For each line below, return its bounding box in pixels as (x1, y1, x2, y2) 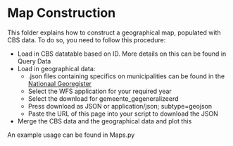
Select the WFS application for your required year (27, 87, 172, 95)
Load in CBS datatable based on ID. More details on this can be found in (17, 49, 227, 58)
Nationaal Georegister (27, 79, 92, 87)
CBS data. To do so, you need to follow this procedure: (7, 35, 166, 44)
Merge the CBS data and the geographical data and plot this (17, 116, 192, 125)
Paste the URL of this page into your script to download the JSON (27, 109, 218, 118)
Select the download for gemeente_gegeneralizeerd (27, 94, 179, 103)
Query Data (17, 56, 51, 65)
